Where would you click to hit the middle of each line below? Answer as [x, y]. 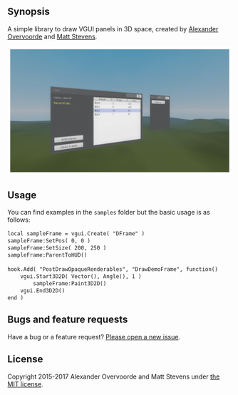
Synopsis [29, 12]
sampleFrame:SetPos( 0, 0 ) [49, 241]
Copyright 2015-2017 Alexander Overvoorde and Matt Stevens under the [114, 376]
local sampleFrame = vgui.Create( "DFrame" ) [76, 234]
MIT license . [26, 384]
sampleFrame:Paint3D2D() [70, 284]
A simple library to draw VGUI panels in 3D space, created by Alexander [113, 29]
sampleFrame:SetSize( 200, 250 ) [57, 248]
